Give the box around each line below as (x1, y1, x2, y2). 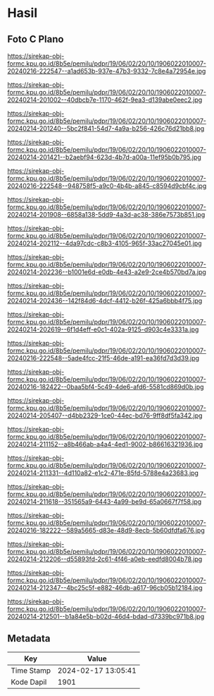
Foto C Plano (7, 33, 64, 45)
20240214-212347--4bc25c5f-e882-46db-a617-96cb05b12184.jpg (7, 584, 203, 591)
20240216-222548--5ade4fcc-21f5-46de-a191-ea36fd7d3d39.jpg (7, 354, 199, 362)
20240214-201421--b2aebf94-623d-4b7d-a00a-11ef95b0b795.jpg (7, 153, 202, 161)
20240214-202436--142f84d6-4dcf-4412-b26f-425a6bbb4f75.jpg (7, 297, 203, 305)
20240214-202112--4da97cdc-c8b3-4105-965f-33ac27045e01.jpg (7, 239, 202, 247)
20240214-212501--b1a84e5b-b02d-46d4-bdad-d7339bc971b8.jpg (7, 613, 205, 620)
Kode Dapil (11, 677, 47, 687)
